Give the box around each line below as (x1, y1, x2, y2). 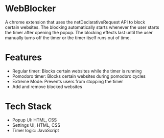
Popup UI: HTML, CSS (12, 117, 57, 123)
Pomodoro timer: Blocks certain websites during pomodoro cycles (12, 73, 146, 79)
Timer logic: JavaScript (12, 127, 59, 133)
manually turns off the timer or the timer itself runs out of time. (5, 35, 131, 41)
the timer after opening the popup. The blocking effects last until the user (5, 29, 153, 35)
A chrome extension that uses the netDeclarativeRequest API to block (5, 19, 145, 25)
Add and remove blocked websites (12, 84, 82, 90)
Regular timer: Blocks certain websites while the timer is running (12, 68, 142, 74)
